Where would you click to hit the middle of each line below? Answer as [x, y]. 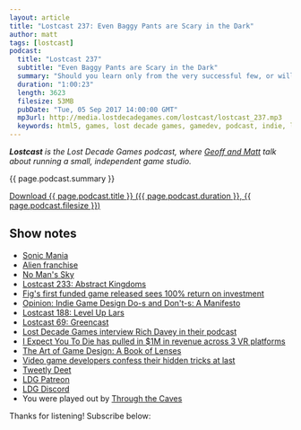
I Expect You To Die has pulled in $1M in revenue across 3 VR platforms [154, 341]
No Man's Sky [48, 274]
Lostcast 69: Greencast [65, 322]
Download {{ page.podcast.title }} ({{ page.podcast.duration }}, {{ [130, 196]
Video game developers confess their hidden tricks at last [129, 360]
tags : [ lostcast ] [42, 43]
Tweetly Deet [47, 370]
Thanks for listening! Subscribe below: [80, 416]
